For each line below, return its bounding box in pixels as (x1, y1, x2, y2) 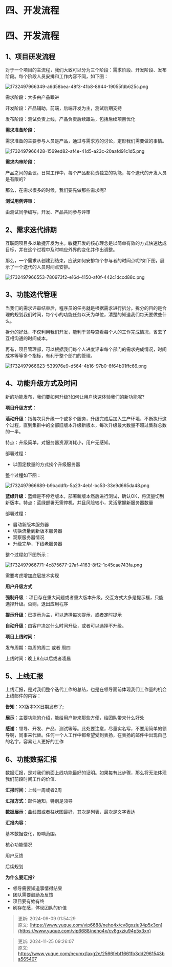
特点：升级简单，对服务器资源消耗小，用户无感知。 (5, 439, 113, 445)
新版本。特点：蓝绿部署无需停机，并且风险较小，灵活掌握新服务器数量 (5, 499, 154, 506)
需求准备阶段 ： (5, 127, 37, 133)
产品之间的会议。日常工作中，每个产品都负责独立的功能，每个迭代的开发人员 (5, 170, 167, 176)
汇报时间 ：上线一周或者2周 (5, 787, 62, 793)
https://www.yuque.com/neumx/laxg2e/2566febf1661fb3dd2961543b (17, 951, 165, 957)
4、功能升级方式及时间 (5, 379, 78, 388)
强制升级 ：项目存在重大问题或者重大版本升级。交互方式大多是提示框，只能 (5, 594, 164, 600)
